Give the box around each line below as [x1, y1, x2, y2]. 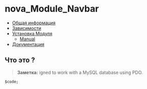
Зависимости [12, 25, 41, 31]
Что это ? [5, 56, 35, 65]
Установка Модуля [12, 30, 53, 36]
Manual [19, 36, 35, 42]
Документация [12, 41, 45, 47]
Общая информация [12, 20, 56, 26]
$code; [5, 79, 19, 84]
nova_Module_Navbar [5, 3, 99, 15]
